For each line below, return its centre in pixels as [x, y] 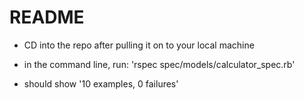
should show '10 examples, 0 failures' [101, 83]
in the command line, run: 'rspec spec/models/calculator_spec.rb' [159, 64]
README [47, 17]
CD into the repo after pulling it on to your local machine [139, 45]
